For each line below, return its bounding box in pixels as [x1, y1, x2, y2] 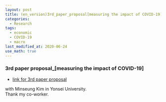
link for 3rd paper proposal [12, 76, 67, 82]
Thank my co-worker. [5, 91, 49, 97]
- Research [9, 21, 32, 26]
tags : [5, 26, 16, 31]
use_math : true [5, 49, 37, 53]
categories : [5, 16, 30, 21]
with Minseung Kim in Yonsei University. [5, 86, 87, 92]
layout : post [5, 7, 32, 12]
